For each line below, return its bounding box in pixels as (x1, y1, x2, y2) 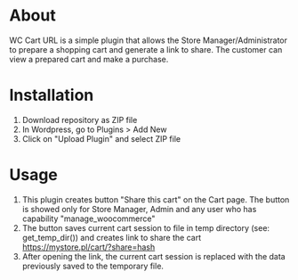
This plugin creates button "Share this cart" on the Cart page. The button (21, 194, 290, 205)
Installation (9, 86, 94, 105)
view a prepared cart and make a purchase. (9, 54, 169, 64)
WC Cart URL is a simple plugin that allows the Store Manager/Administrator (9, 35, 287, 45)
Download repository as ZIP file (21, 114, 138, 125)
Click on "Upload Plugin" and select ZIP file (21, 133, 181, 144)
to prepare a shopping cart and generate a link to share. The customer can (9, 44, 283, 54)
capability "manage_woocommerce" (21, 213, 156, 224)
